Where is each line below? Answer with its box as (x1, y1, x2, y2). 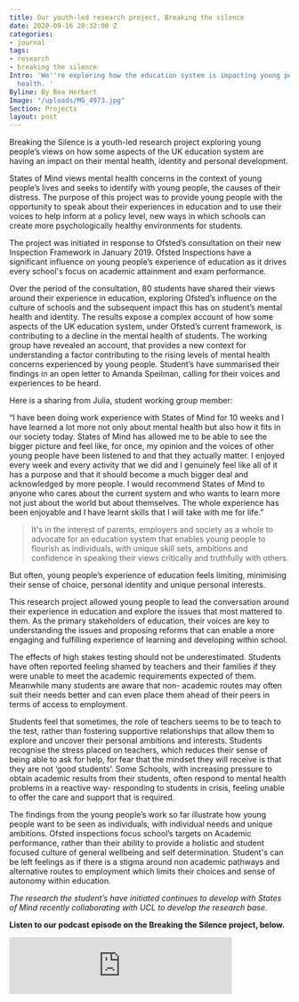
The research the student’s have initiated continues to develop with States (9, 892, 282, 904)
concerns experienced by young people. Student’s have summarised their (9, 359, 280, 370)
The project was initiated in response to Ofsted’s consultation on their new (9, 238, 282, 248)
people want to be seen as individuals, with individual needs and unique (9, 819, 273, 829)
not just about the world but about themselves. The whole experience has (9, 498, 279, 509)
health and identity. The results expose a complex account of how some (9, 312, 274, 322)
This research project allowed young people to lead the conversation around (9, 597, 289, 607)
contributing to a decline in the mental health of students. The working (9, 330, 268, 341)
